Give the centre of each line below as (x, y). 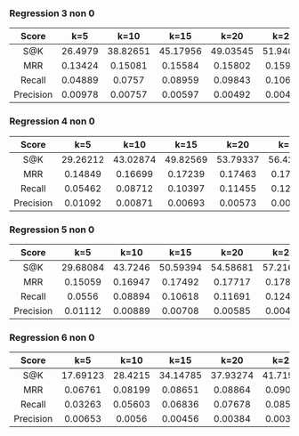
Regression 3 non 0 (52, 13)
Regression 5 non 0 (52, 230)
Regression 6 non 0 (52, 337)
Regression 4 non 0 (52, 121)
